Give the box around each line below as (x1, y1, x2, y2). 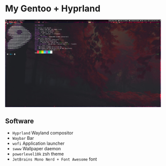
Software (5, 117, 34, 125)
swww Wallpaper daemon (12, 146, 61, 152)
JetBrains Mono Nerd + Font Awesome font (12, 156, 97, 162)
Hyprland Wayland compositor (12, 130, 74, 136)
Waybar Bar (12, 135, 34, 141)
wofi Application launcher (12, 140, 65, 146)
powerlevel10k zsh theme (12, 151, 64, 157)
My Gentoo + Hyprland (5, 3, 101, 14)
